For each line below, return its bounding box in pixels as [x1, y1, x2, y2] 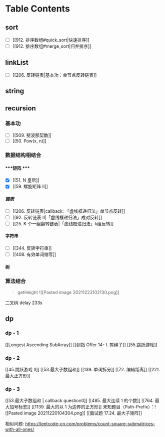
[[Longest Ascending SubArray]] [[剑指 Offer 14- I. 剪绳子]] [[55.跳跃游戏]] [5, 342, 157, 348]
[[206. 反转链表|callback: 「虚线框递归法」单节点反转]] [12, 208, 125, 214]
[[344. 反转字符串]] [12, 245, 52, 251]
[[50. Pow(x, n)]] [12, 138, 46, 144]
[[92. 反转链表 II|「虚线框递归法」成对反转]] [12, 214, 102, 220]
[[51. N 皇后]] [12, 177, 39, 183]
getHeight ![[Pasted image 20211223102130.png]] [17, 289, 119, 296]
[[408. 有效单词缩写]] [12, 251, 56, 257]
